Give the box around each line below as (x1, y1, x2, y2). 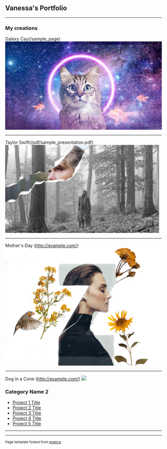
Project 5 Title (12, 421, 41, 427)
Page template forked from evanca (5, 440, 61, 445)
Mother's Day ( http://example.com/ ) (5, 243, 79, 249)
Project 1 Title (12, 400, 41, 406)
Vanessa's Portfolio (5, 4, 67, 12)
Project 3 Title (12, 410, 41, 416)
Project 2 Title (12, 405, 41, 411)
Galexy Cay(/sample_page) (5, 36, 61, 42)
